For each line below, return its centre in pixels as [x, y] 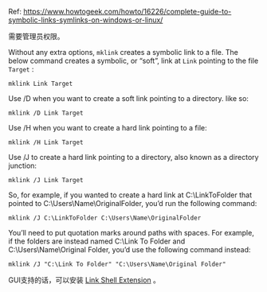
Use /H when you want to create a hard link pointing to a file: [108, 128]
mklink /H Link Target [46, 142]
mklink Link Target [41, 84]
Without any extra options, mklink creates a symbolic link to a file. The [124, 52]
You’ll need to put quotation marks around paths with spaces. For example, [132, 233]
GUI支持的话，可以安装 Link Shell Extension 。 [84, 280]
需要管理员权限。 [36, 36]
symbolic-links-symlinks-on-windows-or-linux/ [86, 20]
